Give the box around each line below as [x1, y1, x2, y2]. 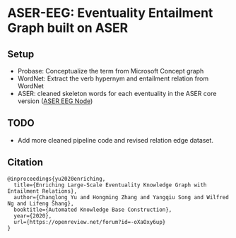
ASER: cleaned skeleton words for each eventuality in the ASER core [17, 90, 217, 97]
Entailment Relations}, [7, 187, 78, 195]
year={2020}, [13, 212, 52, 220]
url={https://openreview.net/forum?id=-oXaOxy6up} [13, 218, 166, 225]
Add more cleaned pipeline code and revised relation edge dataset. [17, 136, 214, 144]
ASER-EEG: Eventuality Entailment [7, 5, 213, 21]
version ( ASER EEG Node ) [17, 97, 93, 105]
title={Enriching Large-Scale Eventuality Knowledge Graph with [13, 182, 207, 189]
